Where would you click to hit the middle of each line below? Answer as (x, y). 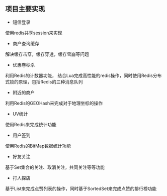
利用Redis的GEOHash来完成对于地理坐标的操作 (54, 103)
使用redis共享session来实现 (34, 33)
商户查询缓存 (26, 43)
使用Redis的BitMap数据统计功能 (38, 146)
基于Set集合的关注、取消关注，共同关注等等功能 (55, 167)
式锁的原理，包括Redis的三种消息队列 (44, 81)
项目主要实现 (25, 9)
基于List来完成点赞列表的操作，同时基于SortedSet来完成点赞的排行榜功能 (81, 188)
